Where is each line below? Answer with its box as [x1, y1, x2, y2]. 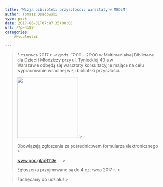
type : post [5, 16, 27, 21]
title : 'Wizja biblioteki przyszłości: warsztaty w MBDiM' [5, 7, 127, 12]
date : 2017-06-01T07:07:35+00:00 [5, 20, 73, 26]
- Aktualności [9, 35, 38, 39]
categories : [5, 30, 29, 35]
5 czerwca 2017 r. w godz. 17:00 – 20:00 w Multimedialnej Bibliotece [17, 52, 154, 57]
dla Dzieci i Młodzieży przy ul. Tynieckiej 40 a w [17, 57, 113, 63]
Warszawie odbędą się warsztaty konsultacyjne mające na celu [17, 62, 144, 68]
